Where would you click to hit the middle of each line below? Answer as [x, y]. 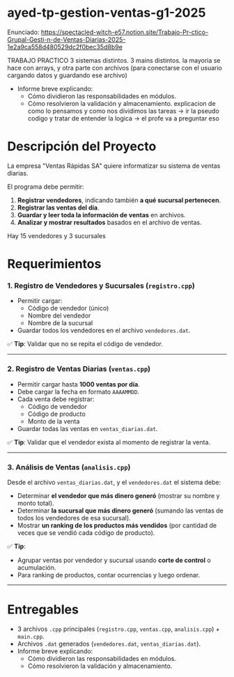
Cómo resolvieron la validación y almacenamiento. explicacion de [122, 103]
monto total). [36, 503]
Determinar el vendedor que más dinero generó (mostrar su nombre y [118, 495]
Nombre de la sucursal [60, 323]
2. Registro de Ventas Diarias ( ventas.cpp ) [79, 369]
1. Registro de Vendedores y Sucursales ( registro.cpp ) [101, 286]
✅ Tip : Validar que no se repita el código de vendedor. [85, 344]
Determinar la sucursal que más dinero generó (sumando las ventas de [120, 511]
